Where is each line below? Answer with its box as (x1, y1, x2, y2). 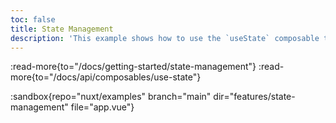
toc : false (10, 14, 56, 25)
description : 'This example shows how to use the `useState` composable (10, 33, 320, 43)
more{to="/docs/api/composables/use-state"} (10, 71, 202, 83)
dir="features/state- (213, 91, 296, 103)
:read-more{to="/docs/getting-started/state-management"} (10, 61, 257, 73)
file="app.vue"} (70, 101, 135, 113)
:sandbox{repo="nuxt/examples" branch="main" (10, 91, 212, 103)
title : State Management (10, 24, 114, 34)
